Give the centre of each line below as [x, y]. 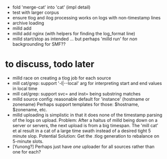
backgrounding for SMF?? [39, 44]
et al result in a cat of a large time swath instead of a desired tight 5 [82, 131]
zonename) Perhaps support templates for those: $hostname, [76, 104]
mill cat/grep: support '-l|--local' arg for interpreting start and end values [87, 83]
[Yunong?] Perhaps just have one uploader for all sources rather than [83, 147]
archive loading [28, 23]
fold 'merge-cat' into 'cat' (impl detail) [51, 7]
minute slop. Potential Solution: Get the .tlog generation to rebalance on [86, 136]
